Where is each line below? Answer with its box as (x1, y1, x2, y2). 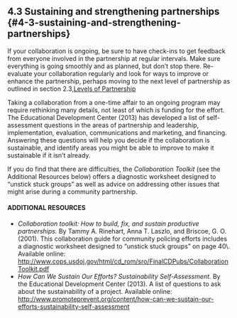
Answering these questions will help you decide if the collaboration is (7, 136, 211, 144)
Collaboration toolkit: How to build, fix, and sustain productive (17, 219, 200, 228)
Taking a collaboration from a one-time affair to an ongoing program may (7, 98, 221, 106)
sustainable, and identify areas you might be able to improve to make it (7, 143, 214, 152)
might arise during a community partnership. (7, 187, 138, 196)
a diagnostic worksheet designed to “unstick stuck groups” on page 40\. (17, 242, 231, 251)
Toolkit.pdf (17, 265, 50, 273)
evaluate (7, 69, 33, 77)
